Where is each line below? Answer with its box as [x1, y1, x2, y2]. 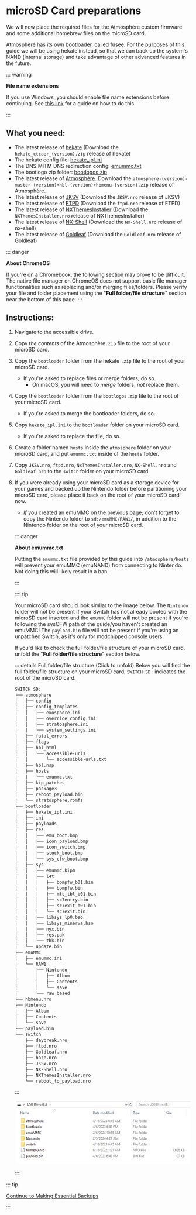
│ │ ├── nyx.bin [14, 926, 65, 932]
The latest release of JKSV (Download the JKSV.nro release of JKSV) [14, 193, 180, 200]
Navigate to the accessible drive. [14, 328, 94, 335]
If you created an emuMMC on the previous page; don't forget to [23, 509, 180, 516]
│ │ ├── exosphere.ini [14, 710, 81, 715]
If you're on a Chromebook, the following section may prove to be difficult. [6, 271, 185, 278]
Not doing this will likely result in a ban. [14, 567, 109, 574]
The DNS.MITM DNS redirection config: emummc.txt [14, 162, 142, 169]
